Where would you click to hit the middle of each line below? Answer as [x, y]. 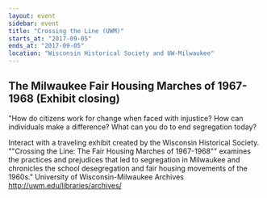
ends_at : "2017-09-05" [46, 46]
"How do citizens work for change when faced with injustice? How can [126, 118]
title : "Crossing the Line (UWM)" [67, 31]
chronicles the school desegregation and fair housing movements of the [128, 168]
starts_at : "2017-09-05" [50, 38]
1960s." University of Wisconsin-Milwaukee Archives [96, 177]
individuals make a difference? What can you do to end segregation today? [132, 127]
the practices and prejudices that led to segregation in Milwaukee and [124, 159]
